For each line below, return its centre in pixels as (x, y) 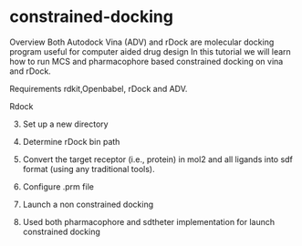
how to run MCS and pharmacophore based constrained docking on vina (146, 61)
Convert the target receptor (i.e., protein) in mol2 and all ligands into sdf (158, 159)
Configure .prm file (58, 186)
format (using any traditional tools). (89, 169)
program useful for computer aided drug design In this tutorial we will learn (151, 51)
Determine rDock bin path (71, 141)
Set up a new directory (65, 124)
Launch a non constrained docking (88, 204)
